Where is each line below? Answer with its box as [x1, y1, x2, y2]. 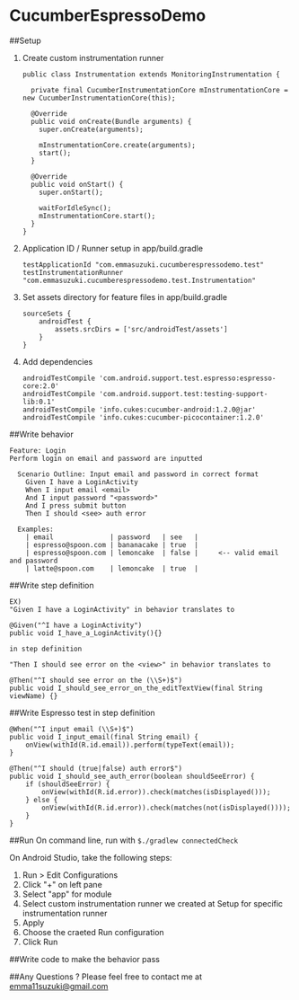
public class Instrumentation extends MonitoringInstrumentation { [22, 69, 280, 79]
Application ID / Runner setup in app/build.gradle [22, 243, 204, 253]
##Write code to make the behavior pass [9, 953, 160, 964]
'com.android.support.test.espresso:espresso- [98, 374, 277, 383]
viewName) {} [9, 691, 58, 701]
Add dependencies [22, 356, 93, 367]
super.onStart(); [39, 188, 103, 197]
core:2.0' [22, 381, 60, 391]
